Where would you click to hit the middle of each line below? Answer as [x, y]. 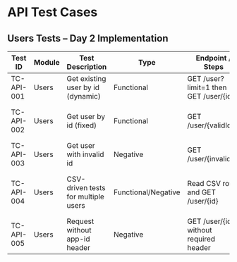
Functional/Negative [147, 192]
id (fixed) [82, 125]
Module [47, 62]
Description [87, 67]
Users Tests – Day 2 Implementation [88, 38]
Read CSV [204, 183]
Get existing [86, 79]
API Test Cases [53, 12]
